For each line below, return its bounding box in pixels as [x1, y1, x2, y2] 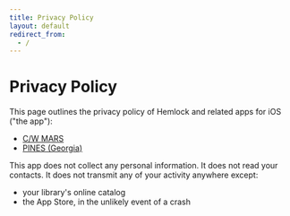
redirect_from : [9, 30, 66, 39]
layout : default [9, 22, 70, 30]
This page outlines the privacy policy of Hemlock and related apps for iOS [9, 107, 282, 117]
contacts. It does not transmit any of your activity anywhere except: [9, 169, 259, 180]
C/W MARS [21, 134, 64, 144]
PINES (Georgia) [21, 143, 83, 153]
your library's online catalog [21, 187, 126, 198]
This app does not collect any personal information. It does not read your [9, 160, 278, 171]
